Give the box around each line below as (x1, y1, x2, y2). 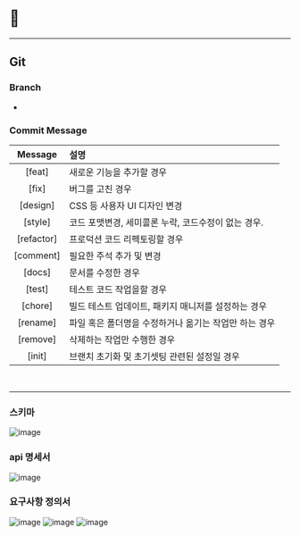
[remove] (17, 332, 57, 345)
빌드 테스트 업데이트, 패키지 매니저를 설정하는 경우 (69, 299, 268, 312)
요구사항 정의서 (9, 496, 71, 508)
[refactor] (16, 232, 58, 245)
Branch (9, 81, 42, 94)
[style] (23, 215, 52, 228)
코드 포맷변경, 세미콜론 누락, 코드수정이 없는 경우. (69, 216, 264, 229)
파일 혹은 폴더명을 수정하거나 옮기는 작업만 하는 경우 (69, 316, 275, 329)
